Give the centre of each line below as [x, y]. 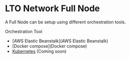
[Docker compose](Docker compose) [49, 46]
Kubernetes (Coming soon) [39, 51]
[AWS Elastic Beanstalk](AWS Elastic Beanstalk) [60, 41]
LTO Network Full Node [53, 9]
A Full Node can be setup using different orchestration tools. [65, 22]
